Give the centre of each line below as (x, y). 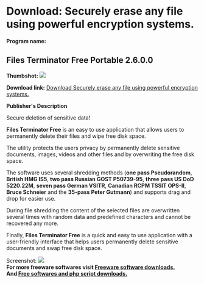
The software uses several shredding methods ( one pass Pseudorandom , (99, 173)
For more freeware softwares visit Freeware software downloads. (91, 267)
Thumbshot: (22, 76)
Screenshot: (22, 260)
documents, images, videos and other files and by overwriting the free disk (100, 154)
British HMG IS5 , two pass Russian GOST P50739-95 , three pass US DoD (100, 179)
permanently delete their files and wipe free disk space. (76, 136)
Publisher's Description (37, 106)
